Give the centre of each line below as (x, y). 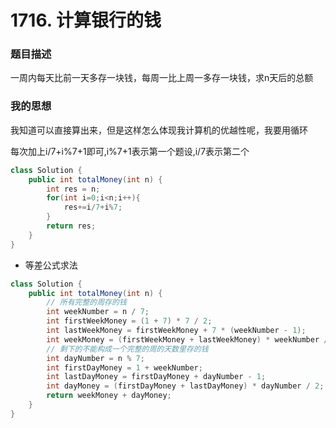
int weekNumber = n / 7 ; (98, 312)
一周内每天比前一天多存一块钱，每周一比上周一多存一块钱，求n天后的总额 (162, 78)
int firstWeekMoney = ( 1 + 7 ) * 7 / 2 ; (129, 321)
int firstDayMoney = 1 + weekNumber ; (124, 367)
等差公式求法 (51, 265)
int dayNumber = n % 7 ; (95, 358)
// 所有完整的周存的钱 (86, 302)
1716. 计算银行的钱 (86, 20)
